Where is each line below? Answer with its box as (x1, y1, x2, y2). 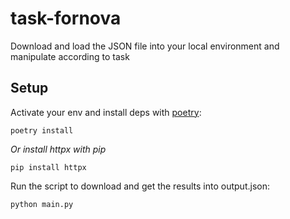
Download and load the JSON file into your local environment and (10, 40, 280, 52)
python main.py (10, 199, 74, 209)
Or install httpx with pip (10, 143, 107, 155)
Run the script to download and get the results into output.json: (10, 180, 270, 192)
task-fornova (10, 7, 122, 30)
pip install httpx (10, 162, 87, 172)
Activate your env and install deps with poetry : (10, 106, 202, 118)
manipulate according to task (10, 50, 130, 62)
